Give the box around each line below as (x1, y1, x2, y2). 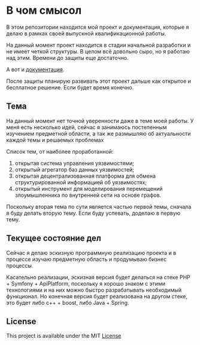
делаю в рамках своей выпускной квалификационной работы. (6, 29, 166, 37)
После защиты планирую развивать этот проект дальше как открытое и (6, 77, 192, 85)
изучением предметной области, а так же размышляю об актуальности (6, 130, 191, 137)
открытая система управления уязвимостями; (14, 160, 135, 167)
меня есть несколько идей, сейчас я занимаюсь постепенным (6, 124, 167, 131)
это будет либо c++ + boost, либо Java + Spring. (6, 299, 129, 306)
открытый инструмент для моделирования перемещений (14, 185, 163, 192)
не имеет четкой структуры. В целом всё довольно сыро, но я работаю (6, 47, 190, 55)
